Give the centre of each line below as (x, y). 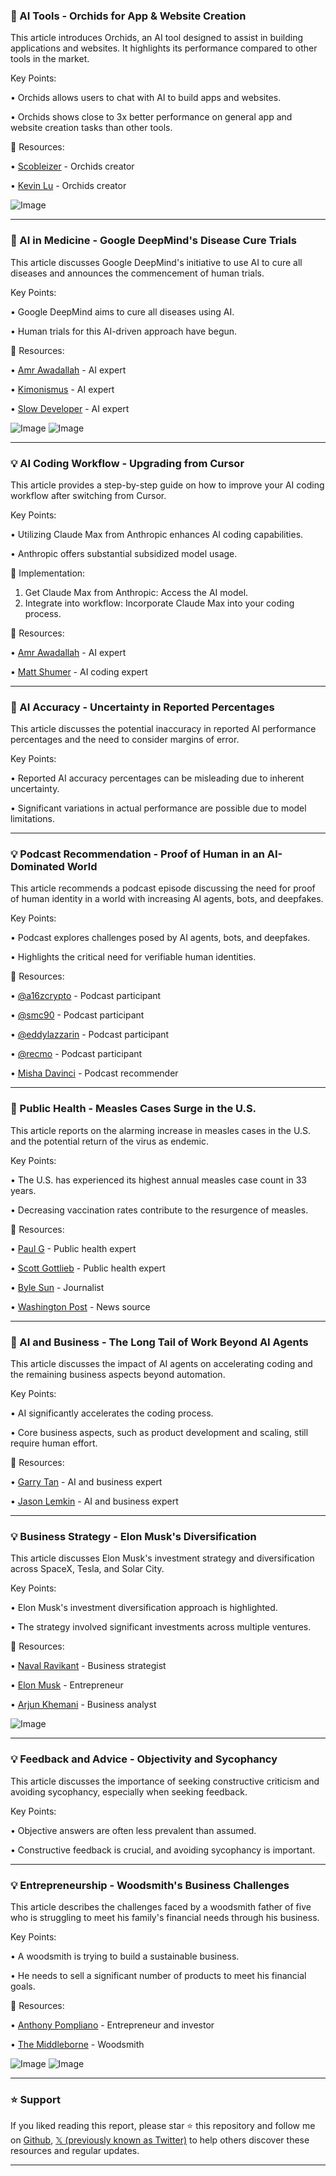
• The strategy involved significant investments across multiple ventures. (161, 1627)
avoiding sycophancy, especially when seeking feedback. (129, 1791)
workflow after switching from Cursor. (88, 495)
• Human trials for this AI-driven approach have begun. (124, 331)
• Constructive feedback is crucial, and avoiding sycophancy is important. (163, 1850)
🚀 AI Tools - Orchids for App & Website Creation (128, 16)
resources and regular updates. (75, 2151)
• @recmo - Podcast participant (76, 1054)
